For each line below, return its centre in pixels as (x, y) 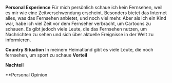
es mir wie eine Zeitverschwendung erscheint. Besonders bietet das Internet (86, 13)
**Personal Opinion (26, 75)
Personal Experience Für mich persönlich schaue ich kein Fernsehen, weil (84, 7)
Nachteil (15, 65)
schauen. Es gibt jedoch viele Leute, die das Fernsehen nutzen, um (76, 29)
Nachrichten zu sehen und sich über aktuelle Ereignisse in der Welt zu (80, 34)
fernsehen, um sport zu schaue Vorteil (46, 55)
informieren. (18, 40)
